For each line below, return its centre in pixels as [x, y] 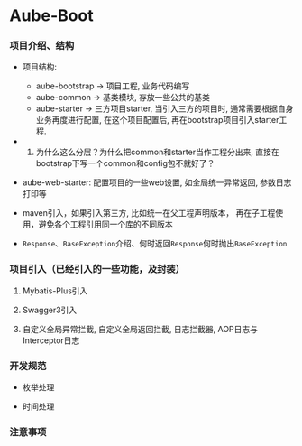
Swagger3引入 [50, 310]
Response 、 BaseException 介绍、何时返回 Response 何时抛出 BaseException [155, 244]
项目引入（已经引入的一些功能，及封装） [97, 269]
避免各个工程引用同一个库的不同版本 [105, 224]
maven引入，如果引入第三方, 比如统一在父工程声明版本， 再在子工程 [149, 213]
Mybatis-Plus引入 [55, 291]
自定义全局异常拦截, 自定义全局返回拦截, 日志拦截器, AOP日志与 [140, 329]
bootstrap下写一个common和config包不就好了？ [125, 163]
